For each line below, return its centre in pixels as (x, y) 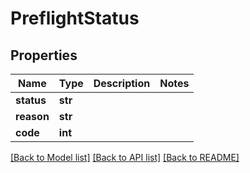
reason (32, 116)
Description (122, 83)
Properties (44, 55)
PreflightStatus (75, 18)
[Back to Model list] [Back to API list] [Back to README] (125, 157)
